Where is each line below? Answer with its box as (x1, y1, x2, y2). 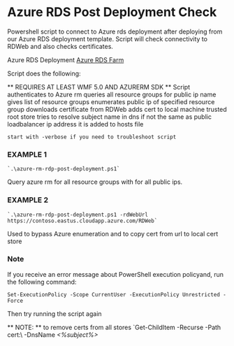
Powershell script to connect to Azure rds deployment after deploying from (7, 27, 223, 36)
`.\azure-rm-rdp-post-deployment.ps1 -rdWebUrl (7, 211, 149, 218)
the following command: (7, 277, 77, 286)
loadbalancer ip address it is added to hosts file (7, 120, 144, 128)
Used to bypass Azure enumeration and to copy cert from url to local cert (7, 229, 219, 238)
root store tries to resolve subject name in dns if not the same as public (7, 113, 212, 121)
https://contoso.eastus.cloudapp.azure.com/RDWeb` (7, 217, 158, 224)
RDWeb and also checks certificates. (7, 42, 114, 50)
